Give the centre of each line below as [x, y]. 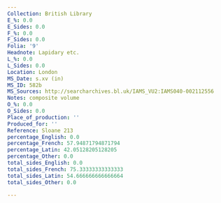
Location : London [33, 72]
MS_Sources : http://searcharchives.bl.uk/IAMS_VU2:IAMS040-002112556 [111, 91]
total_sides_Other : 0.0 [42, 182]
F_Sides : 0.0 [26, 40]
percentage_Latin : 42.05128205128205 [62, 150]
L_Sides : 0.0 [26, 66]
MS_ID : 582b [24, 85]
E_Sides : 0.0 [26, 27]
